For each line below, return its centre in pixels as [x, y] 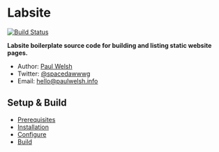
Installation [33, 127]
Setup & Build [37, 103]
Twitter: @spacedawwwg [54, 74]
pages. [17, 53]
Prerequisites [36, 119]
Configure [32, 134]
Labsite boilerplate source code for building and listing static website [109, 45]
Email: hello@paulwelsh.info [58, 81]
